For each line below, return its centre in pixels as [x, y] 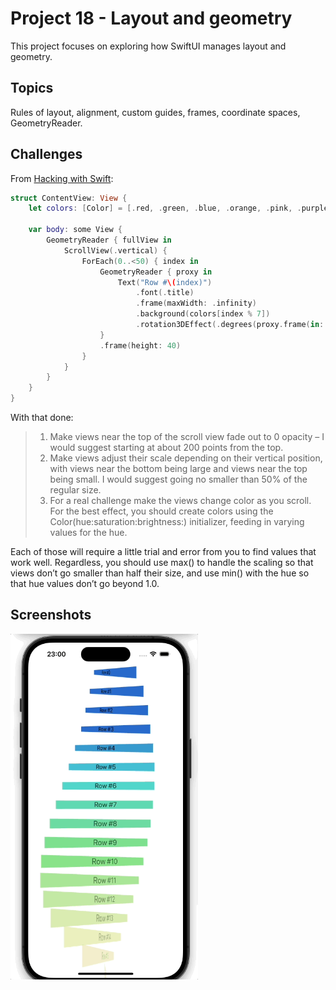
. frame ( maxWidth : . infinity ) [196, 303]
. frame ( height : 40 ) [140, 345]
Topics [32, 88]
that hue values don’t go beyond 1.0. [85, 584]
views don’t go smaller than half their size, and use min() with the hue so [160, 573]
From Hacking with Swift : [62, 178]
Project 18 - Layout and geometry [151, 18]
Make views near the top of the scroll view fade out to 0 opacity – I [187, 437]
